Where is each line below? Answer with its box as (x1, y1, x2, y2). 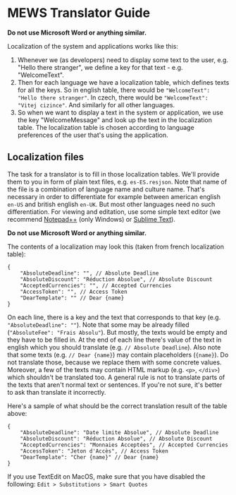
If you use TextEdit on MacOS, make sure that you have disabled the (7, 472, 206, 481)
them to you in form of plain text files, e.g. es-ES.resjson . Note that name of (7, 177, 228, 186)
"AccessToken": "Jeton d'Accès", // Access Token (20, 447, 169, 455)
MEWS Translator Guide (7, 5, 150, 21)
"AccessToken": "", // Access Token (20, 288, 128, 295)
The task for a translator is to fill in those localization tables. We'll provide (7, 169, 220, 178)
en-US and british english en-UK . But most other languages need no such (7, 200, 216, 208)
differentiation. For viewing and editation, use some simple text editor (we (7, 207, 221, 216)
